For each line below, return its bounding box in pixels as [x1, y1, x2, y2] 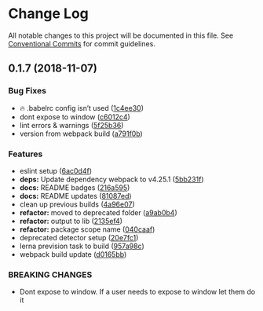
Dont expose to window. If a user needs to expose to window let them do [19, 287, 256, 297]
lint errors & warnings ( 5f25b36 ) [19, 120, 124, 130]
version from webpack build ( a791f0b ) [19, 129, 143, 138]
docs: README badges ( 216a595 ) [19, 182, 130, 192]
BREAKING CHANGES [8, 269, 93, 280]
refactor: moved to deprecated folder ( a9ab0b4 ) [19, 207, 178, 217]
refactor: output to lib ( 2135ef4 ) [19, 216, 123, 225]
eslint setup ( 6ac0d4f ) [19, 166, 93, 175]
